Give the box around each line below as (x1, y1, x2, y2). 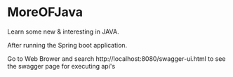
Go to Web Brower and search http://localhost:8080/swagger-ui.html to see (7, 54, 226, 63)
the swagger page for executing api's (7, 62, 116, 70)
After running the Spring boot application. (7, 41, 128, 49)
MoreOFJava (7, 4, 83, 20)
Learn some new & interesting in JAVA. (7, 27, 119, 36)
